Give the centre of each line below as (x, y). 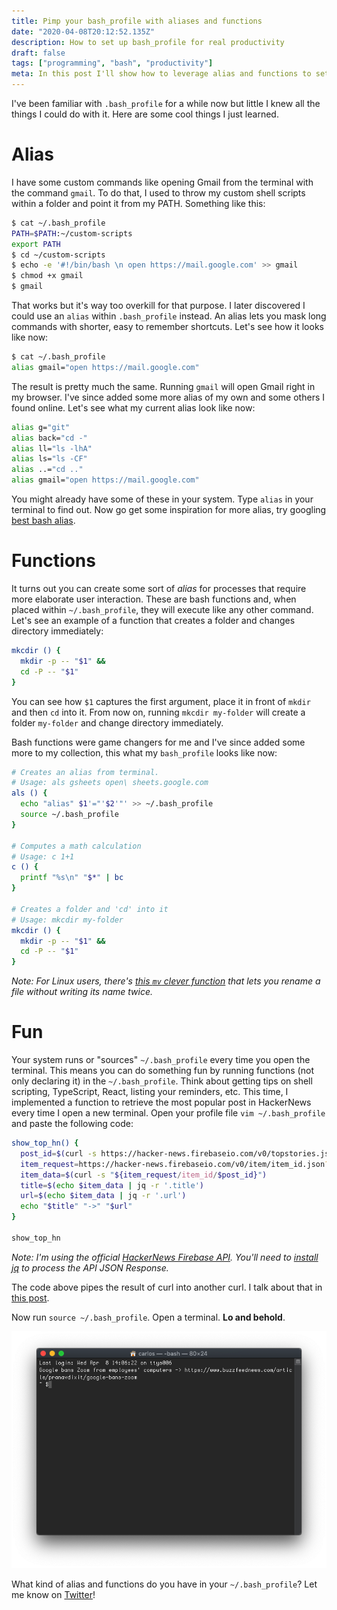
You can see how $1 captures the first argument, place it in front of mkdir (161, 701)
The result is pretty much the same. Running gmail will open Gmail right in (163, 386)
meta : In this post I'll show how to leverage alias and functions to (161, 74)
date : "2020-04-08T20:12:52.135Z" (83, 31)
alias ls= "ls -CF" (49, 459)
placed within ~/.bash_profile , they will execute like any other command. (162, 609)
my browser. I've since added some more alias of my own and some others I (168, 397)
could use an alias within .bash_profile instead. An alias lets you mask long (169, 316)
